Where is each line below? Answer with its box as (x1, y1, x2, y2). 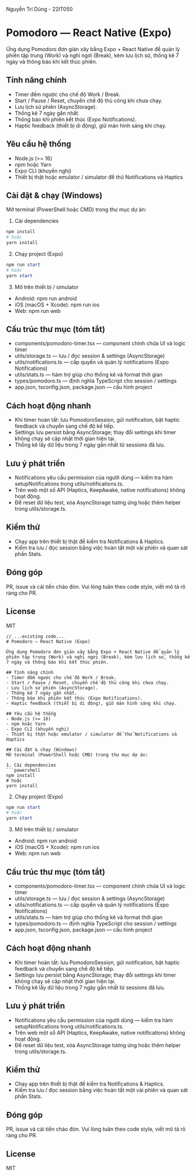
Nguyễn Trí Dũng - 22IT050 (6, 6, 73, 12)
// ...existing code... (6, 633, 65, 639)
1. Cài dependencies (6, 762, 57, 768)
